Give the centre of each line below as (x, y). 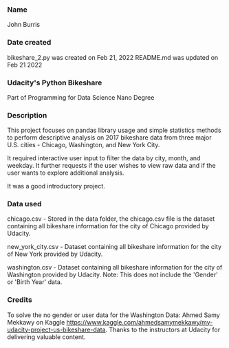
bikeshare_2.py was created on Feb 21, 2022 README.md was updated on (113, 57)
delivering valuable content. (46, 337)
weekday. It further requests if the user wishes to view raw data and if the (111, 166)
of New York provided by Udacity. (55, 254)
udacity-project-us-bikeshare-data (56, 329)
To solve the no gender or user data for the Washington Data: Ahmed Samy (113, 315)
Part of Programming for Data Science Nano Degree (81, 97)
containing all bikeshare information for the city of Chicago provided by (108, 226)
